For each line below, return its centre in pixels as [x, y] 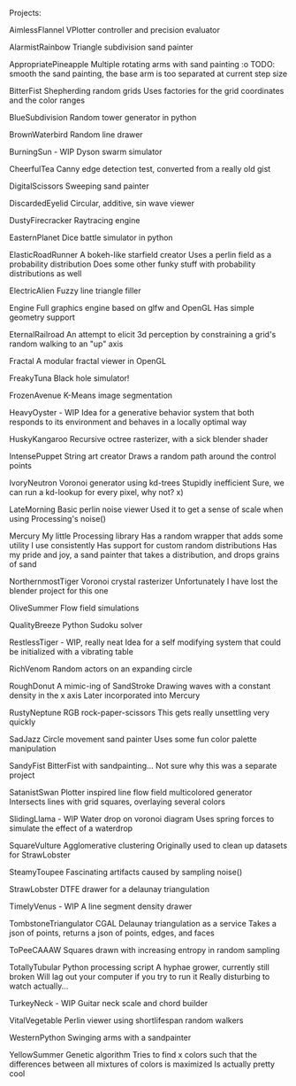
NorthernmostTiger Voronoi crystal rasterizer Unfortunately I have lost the [144, 581]
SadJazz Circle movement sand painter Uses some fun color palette [133, 739]
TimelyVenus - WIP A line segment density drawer [101, 906]
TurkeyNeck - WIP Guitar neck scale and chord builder [109, 1003]
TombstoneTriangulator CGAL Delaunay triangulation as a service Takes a [143, 923]
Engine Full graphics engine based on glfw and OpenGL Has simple [132, 308]
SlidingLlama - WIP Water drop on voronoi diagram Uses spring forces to [142, 819]
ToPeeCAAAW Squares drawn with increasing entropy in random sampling [144, 950]
